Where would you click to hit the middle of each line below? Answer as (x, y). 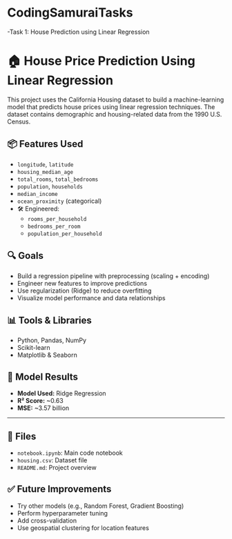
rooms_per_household (57, 219)
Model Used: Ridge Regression (61, 393)
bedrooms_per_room (54, 226)
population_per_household (65, 234)
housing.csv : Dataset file (52, 460)
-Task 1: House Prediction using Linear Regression (78, 32)
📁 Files (22, 436)
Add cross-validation (47, 520)
